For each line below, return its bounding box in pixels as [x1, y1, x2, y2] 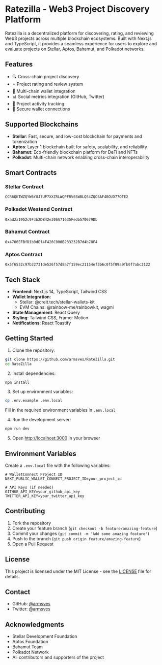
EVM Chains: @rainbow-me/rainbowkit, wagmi [19, 304, 114, 310]
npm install [5, 380, 29, 385]
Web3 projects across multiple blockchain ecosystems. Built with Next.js [5, 35, 152, 41]
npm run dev [5, 426, 29, 432]
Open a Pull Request [12, 541, 54, 547]
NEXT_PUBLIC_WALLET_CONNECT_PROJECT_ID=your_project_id [5, 476, 122, 481]
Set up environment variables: [12, 389, 73, 395]
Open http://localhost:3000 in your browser [12, 435, 101, 441]
